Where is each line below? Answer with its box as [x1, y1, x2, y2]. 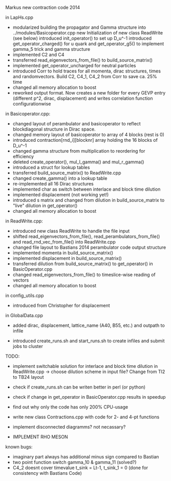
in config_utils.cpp [5, 292, 45, 299]
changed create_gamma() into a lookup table [12, 175, 108, 181]
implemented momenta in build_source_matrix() [12, 250, 114, 256]
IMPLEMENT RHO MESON [12, 434, 68, 440]
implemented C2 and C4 [12, 51, 65, 58]
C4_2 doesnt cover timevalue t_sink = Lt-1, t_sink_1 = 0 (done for [12, 465, 148, 471]
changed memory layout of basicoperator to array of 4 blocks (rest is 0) [12, 132, 165, 138]
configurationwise [12, 101, 51, 107]
